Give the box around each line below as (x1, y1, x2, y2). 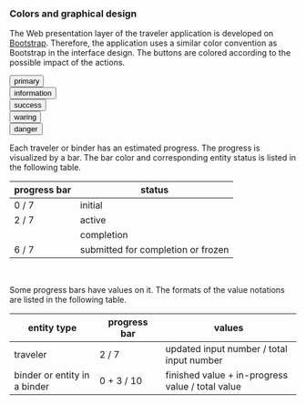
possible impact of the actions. (9, 57, 126, 68)
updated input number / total (165, 343, 289, 356)
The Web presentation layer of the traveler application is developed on (9, 28, 274, 39)
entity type (27, 322, 77, 335)
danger (14, 124, 38, 134)
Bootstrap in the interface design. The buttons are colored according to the (9, 47, 291, 58)
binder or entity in (14, 369, 90, 381)
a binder (14, 380, 50, 393)
